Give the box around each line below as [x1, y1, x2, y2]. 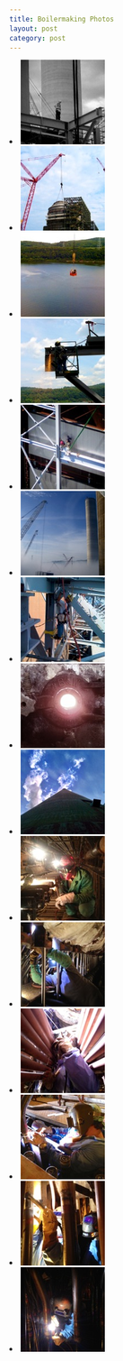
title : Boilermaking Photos [9, 14, 115, 23]
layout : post [9, 23, 58, 33]
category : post [9, 33, 66, 42]
